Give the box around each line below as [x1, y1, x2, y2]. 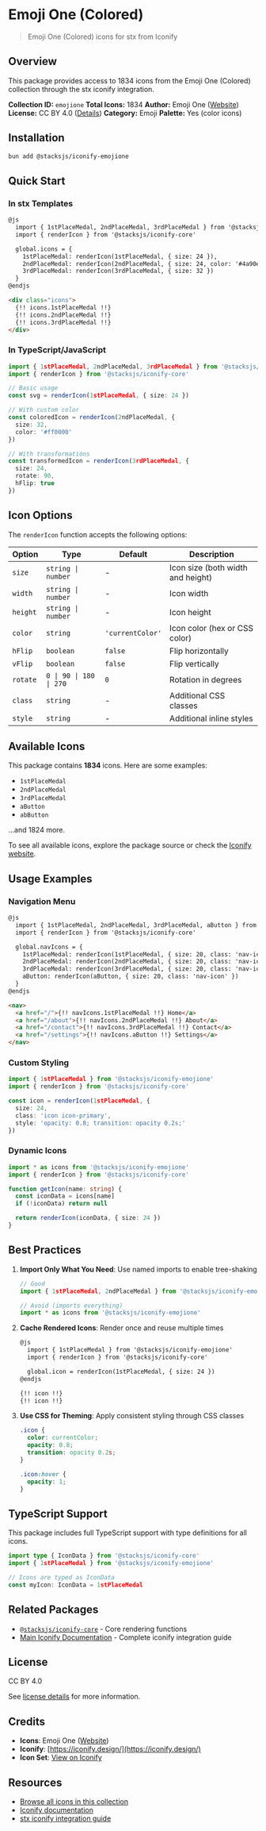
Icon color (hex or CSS [169, 622, 253, 633]
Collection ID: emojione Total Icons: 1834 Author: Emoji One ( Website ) [8, 99, 239, 109]
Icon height [169, 606, 211, 617]
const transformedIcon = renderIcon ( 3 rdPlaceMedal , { [8, 457, 190, 465]
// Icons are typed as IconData [8, 1573, 115, 1581]
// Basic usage [8, 384, 59, 392]
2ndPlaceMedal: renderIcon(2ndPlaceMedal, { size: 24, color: [22, 260, 232, 267]
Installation [8, 131, 65, 144]
